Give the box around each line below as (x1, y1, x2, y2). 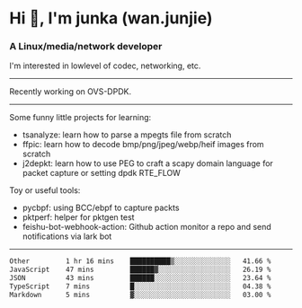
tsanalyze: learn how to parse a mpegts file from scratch (22, 129, 232, 140)
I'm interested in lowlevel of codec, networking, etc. (9, 60, 201, 71)
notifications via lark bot (22, 231, 112, 242)
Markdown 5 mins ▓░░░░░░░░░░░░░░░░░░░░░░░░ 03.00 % (9, 290, 271, 299)
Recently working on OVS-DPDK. (9, 86, 132, 97)
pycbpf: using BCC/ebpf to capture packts (22, 202, 180, 214)
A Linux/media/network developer (9, 40, 163, 53)
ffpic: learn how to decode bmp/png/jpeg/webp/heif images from (22, 139, 264, 150)
